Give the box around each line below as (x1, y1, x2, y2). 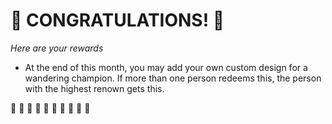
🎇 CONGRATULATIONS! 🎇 (10, 9, 225, 32)
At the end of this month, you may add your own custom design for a (24, 61, 308, 73)
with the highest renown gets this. (24, 82, 165, 94)
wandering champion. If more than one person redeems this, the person (24, 72, 322, 84)
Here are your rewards (10, 42, 104, 54)
